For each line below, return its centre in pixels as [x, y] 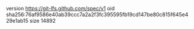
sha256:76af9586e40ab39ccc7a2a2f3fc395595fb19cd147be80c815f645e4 [97, 14]
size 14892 [43, 21]
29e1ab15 [17, 21]
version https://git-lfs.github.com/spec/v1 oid [60, 8]
